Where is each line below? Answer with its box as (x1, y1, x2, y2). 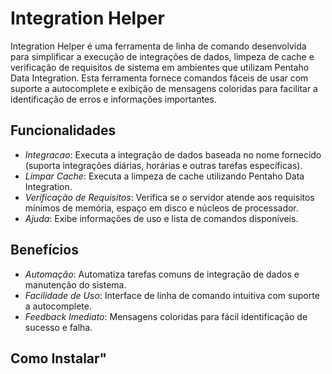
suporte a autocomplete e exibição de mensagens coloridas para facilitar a (10, 82, 318, 94)
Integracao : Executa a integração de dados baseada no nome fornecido (24, 148, 322, 161)
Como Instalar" (10, 350, 108, 367)
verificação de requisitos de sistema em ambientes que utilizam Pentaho (10, 61, 310, 73)
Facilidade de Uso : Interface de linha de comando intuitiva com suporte (24, 289, 320, 301)
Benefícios (10, 242, 79, 259)
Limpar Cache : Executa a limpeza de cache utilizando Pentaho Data (24, 170, 305, 182)
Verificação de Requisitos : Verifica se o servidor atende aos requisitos (24, 191, 315, 203)
